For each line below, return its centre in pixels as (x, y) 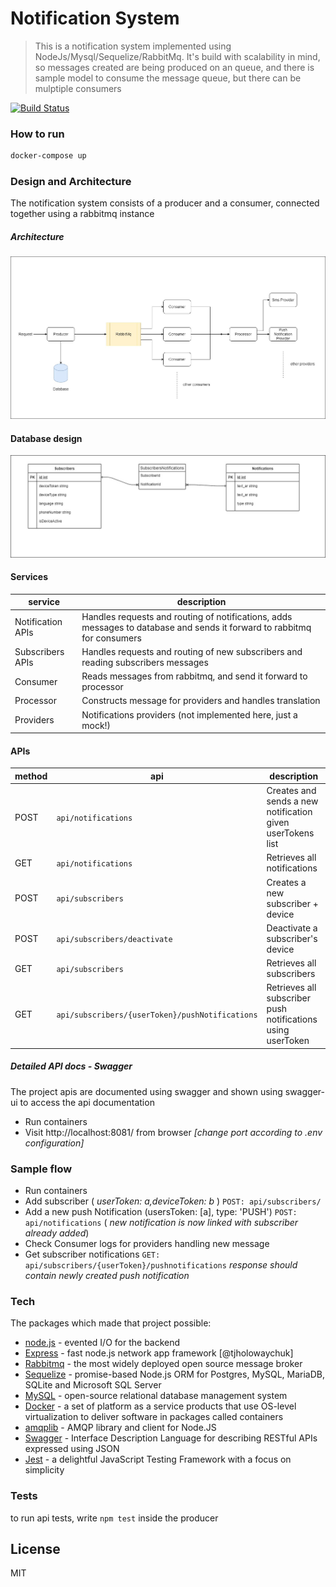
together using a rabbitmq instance (82, 214)
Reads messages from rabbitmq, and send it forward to (194, 676)
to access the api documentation (87, 1102)
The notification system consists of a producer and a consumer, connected (165, 203)
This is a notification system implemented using (133, 46)
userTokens (290, 833)
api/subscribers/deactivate (114, 939)
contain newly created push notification (107, 1276)
